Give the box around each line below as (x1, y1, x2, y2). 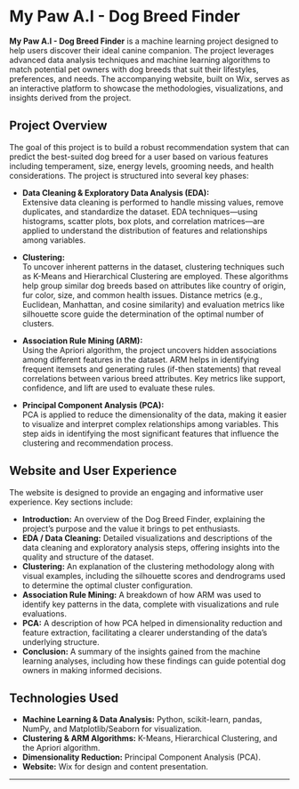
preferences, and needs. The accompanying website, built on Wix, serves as (9, 73, 290, 84)
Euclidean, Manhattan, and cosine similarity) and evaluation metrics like (21, 299, 285, 310)
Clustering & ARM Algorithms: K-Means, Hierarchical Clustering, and (21, 733, 278, 744)
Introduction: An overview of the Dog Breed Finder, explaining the (21, 513, 265, 524)
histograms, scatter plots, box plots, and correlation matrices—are (21, 215, 265, 226)
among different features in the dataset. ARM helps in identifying (21, 354, 260, 365)
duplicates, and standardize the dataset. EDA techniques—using (21, 206, 258, 217)
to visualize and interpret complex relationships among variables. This (21, 418, 279, 429)
